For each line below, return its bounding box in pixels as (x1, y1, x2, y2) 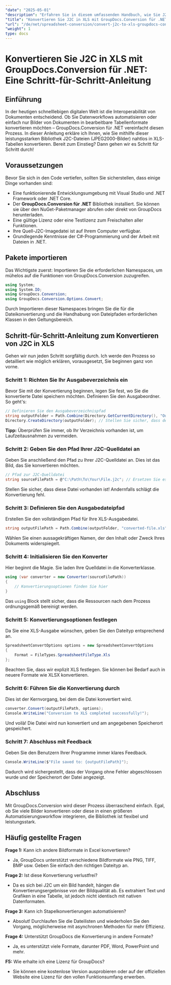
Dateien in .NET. (12, 238, 47, 245)
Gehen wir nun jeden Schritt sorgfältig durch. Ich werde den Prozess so (5, 353, 155, 359)
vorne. (5, 363, 19, 369)
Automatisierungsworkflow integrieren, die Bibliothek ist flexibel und (5, 813, 149, 819)
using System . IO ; (5, 287, 42, 292)
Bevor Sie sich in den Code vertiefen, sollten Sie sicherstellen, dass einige (5, 174, 160, 181)
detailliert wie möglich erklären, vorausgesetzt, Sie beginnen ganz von (5, 358, 153, 364)
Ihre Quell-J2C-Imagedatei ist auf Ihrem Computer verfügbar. (12, 228, 141, 234)
